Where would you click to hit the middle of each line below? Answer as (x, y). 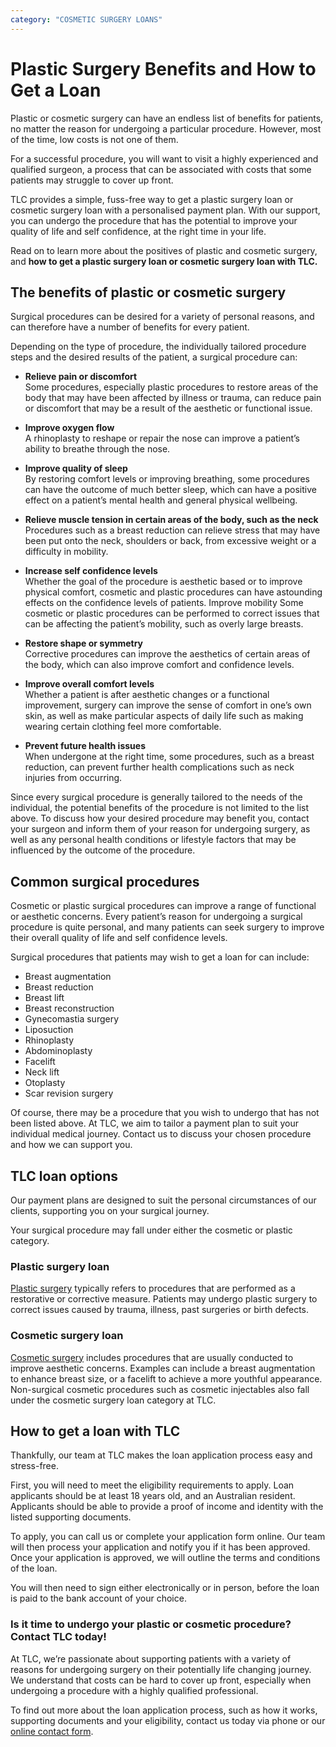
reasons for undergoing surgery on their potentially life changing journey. (161, 1669)
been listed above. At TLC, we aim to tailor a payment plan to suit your (154, 1123)
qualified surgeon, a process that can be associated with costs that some (161, 169)
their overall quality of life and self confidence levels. (119, 938)
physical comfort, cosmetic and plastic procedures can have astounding (173, 592)
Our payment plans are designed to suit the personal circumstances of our (163, 1200)
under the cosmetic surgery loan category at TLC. (113, 1400)
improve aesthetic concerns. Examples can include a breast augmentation (163, 1368)
